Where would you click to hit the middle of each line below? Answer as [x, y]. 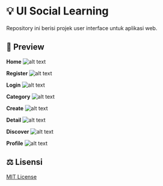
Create [15, 108]
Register [17, 73]
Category [18, 96]
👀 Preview [25, 47]
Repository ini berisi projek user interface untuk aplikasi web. [82, 28]
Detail [14, 120]
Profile [15, 143]
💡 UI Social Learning [58, 11]
